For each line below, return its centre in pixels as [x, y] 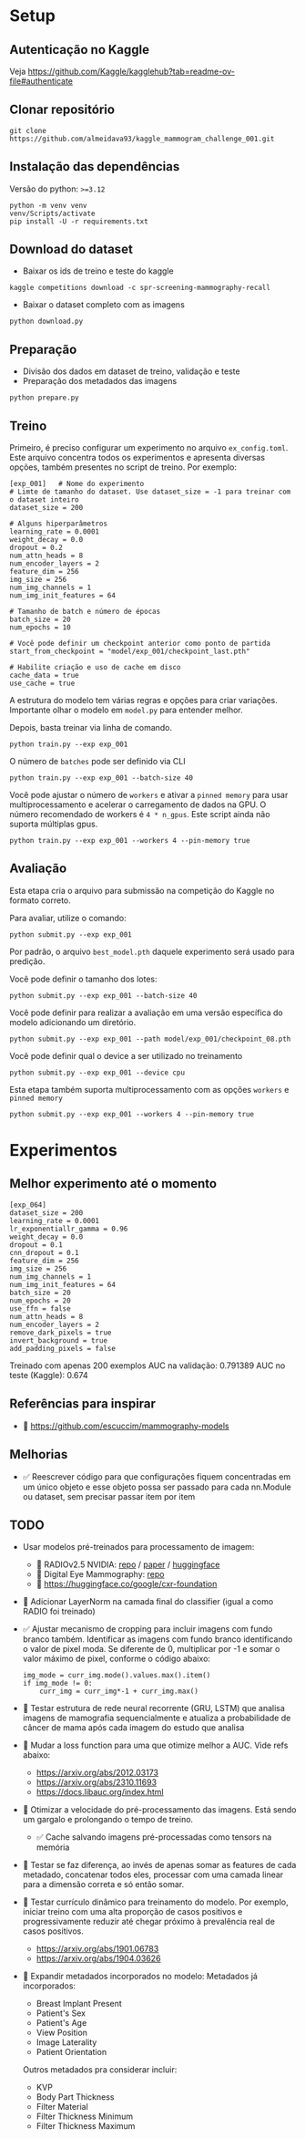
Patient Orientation [71, 2052]
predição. [27, 961]
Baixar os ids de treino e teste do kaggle [98, 271]
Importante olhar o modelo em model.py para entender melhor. [126, 710]
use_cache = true [42, 684]
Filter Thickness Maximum [86, 2126]
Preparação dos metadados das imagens [100, 381]
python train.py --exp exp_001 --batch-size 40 [102, 778]
